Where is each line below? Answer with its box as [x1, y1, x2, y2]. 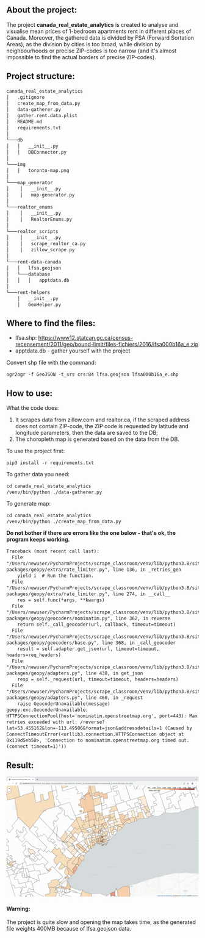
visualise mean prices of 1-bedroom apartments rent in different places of [6, 27, 192, 35]
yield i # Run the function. [17, 573, 95, 579]
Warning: [6, 905, 31, 912]
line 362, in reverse [115, 615, 171, 621]
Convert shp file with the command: [6, 359, 96, 367]
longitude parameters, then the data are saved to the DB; [15, 429, 159, 437]
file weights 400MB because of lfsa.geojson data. [6, 925, 131, 933]
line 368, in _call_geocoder [101, 640, 176, 646]
